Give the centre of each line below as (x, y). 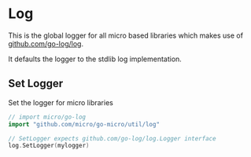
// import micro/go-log (47, 117)
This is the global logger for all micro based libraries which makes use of (126, 35)
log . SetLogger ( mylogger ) (49, 146)
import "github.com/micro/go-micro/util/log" (84, 124)
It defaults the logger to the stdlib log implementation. (95, 59)
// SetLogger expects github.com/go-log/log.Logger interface (112, 138)
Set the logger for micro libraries (61, 102)
